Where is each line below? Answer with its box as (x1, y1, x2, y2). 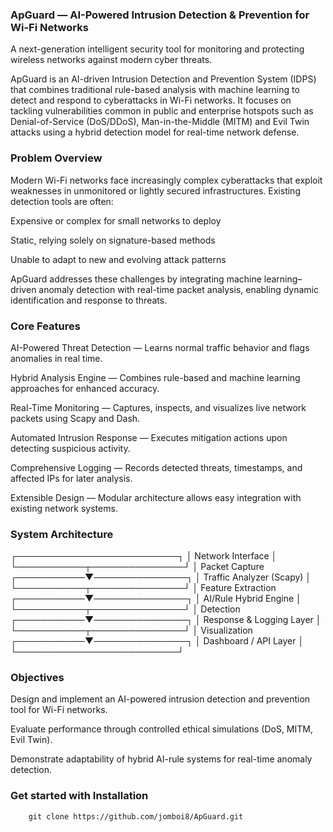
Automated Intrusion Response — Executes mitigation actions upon (10, 431, 288, 443)
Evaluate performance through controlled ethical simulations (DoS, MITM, (10, 723, 313, 735)
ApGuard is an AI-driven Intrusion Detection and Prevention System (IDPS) (10, 73, 317, 85)
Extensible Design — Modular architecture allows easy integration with (10, 491, 302, 503)
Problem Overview (10, 151, 103, 165)
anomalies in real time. (10, 352, 103, 364)
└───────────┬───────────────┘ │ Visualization (10, 624, 253, 637)
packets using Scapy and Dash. (10, 412, 141, 424)
